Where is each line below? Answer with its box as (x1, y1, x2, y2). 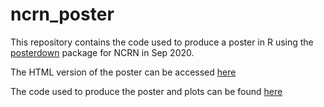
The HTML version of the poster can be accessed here (10, 66, 237, 78)
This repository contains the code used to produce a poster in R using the (10, 36, 314, 48)
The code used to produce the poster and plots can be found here (10, 85, 283, 97)
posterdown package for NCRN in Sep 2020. (10, 46, 195, 58)
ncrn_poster (10, 3, 115, 26)
